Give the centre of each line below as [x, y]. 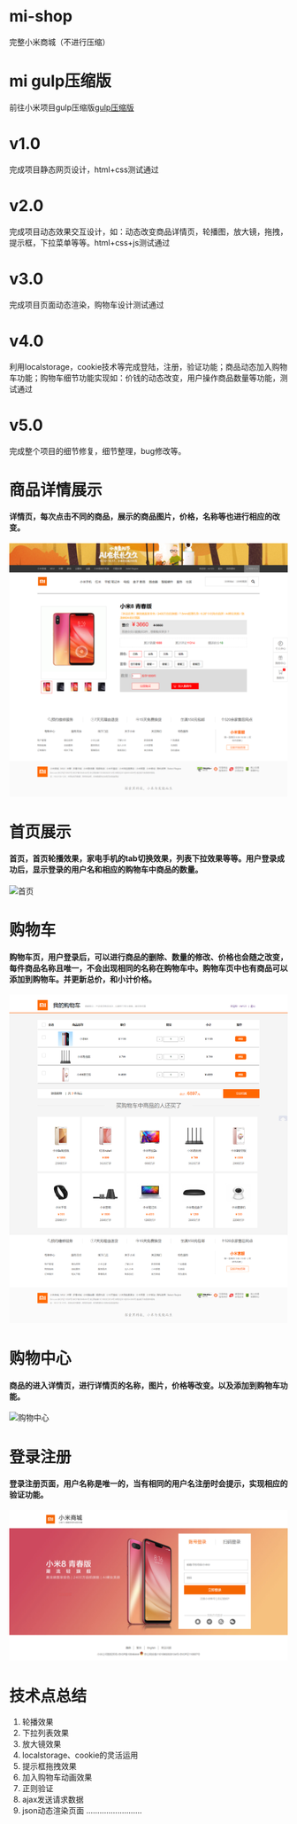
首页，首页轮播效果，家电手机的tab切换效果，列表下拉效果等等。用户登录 [143, 858]
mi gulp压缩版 [61, 81]
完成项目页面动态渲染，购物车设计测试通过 [87, 304]
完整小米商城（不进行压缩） [60, 42]
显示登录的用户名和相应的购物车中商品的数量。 [118, 870]
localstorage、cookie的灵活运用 [80, 1755]
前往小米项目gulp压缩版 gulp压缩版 [72, 107]
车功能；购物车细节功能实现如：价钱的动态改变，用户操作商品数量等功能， [145, 378]
